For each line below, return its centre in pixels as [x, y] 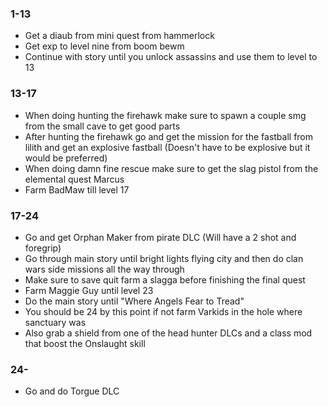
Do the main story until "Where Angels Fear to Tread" [134, 301]
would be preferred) [66, 158]
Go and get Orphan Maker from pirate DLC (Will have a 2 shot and [160, 237]
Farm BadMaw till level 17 [77, 189]
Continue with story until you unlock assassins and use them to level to [171, 57]
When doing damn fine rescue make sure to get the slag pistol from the [171, 168]
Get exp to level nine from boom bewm [104, 46]
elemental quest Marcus [74, 179]
